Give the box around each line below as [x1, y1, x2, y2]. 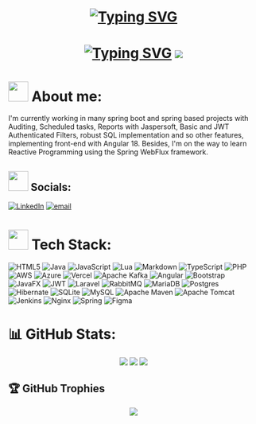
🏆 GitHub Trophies [8, 382, 106, 395]
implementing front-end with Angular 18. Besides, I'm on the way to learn [8, 139, 247, 149]
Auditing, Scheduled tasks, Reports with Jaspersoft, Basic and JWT [8, 122, 230, 131]
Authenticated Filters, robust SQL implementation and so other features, [8, 130, 244, 140]
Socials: [30, 180, 72, 194]
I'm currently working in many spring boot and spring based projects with [8, 114, 249, 123]
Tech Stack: [31, 235, 112, 254]
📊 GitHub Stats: [8, 325, 117, 344]
